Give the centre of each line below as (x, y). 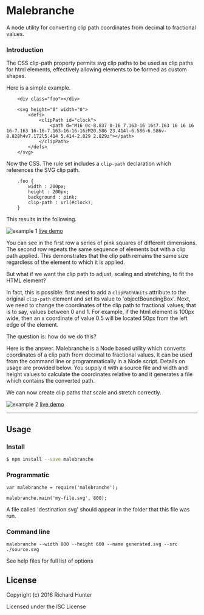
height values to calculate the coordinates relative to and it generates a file (100, 374)
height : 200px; (49, 192)
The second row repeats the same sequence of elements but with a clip (96, 249)
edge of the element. (32, 325)
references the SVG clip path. (43, 170)
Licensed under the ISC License (46, 606)
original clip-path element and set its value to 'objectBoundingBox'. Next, (98, 299)
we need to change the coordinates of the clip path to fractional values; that (101, 305)
